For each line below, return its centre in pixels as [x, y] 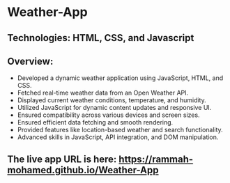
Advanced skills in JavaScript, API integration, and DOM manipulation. [118, 137]
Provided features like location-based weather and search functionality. [120, 130]
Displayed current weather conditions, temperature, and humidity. [112, 100]
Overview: [30, 61]
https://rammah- [156, 159]
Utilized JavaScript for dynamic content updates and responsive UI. [114, 108]
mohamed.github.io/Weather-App [83, 170]
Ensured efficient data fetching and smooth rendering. [95, 122]
